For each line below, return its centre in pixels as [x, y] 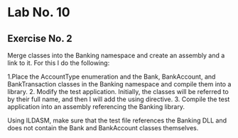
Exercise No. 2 [40, 39]
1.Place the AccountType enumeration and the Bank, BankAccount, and [112, 76]
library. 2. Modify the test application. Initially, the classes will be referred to [118, 92]
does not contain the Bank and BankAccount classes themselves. [103, 128]
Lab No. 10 [39, 12]
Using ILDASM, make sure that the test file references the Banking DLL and [117, 120]
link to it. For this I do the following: [59, 63]
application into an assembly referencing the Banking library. [96, 107]
